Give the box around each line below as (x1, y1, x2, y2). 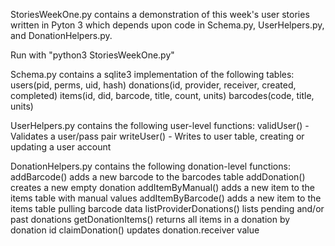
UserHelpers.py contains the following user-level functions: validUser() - (10, 120, 310, 131)
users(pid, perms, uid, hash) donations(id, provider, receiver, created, (10, 79, 297, 91)
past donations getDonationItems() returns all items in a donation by (10, 214, 291, 225)
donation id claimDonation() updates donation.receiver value (10, 224, 260, 236)
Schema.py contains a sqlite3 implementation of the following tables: (10, 69, 295, 80)
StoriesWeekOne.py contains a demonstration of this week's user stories (10, 9, 310, 20)
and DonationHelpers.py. (10, 30, 113, 41)
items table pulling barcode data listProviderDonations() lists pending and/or (10, 203, 325, 214)
